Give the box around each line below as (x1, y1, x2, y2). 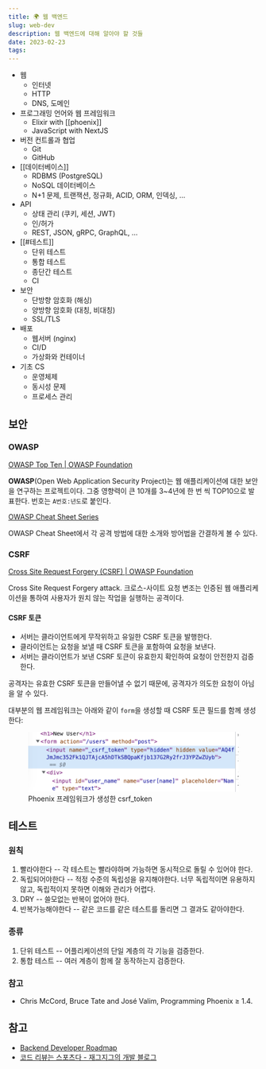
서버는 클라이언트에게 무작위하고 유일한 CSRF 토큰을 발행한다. (19, 632, 212, 642)
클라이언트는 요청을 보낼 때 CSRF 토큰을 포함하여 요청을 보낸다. (19, 642, 216, 651)
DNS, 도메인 (31, 99, 70, 108)
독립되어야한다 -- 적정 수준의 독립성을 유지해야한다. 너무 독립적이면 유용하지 (19, 875, 256, 884)
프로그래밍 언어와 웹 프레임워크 (19, 108, 116, 119)
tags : (8, 46, 26, 55)
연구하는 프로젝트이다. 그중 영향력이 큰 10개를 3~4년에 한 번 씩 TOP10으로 (16, 486, 247, 496)
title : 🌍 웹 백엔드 (8, 13, 69, 21)
